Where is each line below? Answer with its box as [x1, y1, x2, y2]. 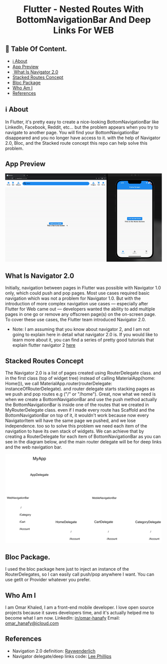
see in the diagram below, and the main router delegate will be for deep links [5, 439, 162, 444]
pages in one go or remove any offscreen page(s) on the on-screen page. [5, 311, 157, 317]
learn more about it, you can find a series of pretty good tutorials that [12, 337, 154, 343]
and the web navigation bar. [5, 444, 62, 450]
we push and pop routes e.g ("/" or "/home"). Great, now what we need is [5, 391, 156, 397]
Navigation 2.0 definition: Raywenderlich [12, 648, 96, 654]
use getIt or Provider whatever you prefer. [5, 577, 91, 583]
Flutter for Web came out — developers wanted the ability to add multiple [5, 306, 156, 312]
